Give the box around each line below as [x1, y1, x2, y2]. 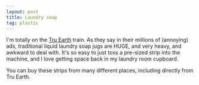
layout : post [6, 8, 39, 15]
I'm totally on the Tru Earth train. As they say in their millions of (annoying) [6, 37, 189, 44]
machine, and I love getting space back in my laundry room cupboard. [6, 55, 179, 63]
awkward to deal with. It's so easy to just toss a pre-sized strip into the [6, 49, 180, 56]
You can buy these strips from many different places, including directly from [6, 67, 194, 74]
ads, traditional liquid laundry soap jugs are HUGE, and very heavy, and [6, 42, 182, 50]
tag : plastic [6, 20, 39, 26]
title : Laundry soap [6, 14, 58, 20]
